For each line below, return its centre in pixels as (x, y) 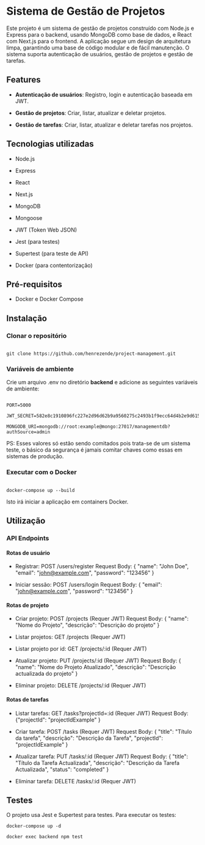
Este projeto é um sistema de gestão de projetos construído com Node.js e (100, 28)
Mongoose (29, 218)
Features (23, 80)
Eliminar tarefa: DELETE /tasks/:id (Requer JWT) (75, 781)
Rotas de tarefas (27, 699)
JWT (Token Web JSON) (46, 230)
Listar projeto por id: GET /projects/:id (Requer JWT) (81, 649)
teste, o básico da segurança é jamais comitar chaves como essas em (95, 450)
